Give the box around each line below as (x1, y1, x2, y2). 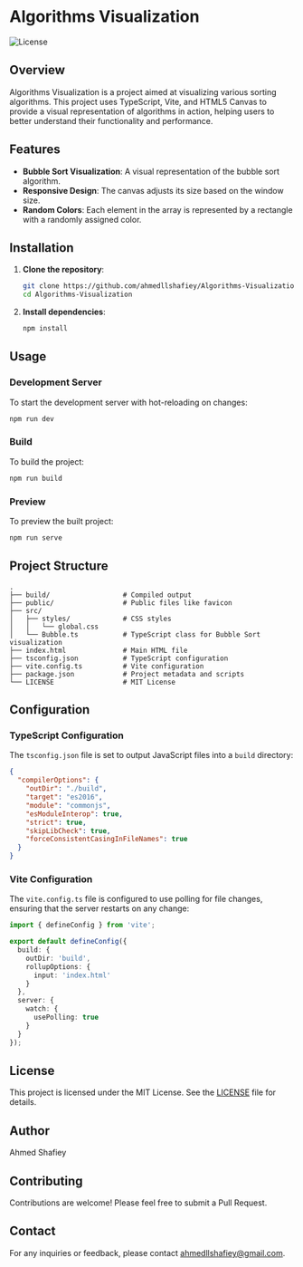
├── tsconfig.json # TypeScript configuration (9, 654, 229, 663)
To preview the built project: (9, 516, 114, 527)
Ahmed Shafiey (9, 1147, 67, 1158)
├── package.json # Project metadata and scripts (9, 669, 245, 678)
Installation (9, 240, 74, 255)
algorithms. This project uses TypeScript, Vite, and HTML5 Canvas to (9, 96, 267, 107)
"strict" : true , (25, 818, 88, 827)
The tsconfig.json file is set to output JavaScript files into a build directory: (9, 750, 294, 761)
